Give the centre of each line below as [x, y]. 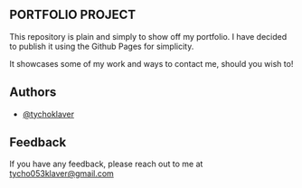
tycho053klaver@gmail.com [62, 174]
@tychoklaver [48, 114]
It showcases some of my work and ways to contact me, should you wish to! [151, 63]
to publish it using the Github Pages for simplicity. [102, 46]
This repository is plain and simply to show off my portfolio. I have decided [148, 36]
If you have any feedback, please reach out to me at [106, 164]
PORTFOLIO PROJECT [73, 15]
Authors [33, 93]
